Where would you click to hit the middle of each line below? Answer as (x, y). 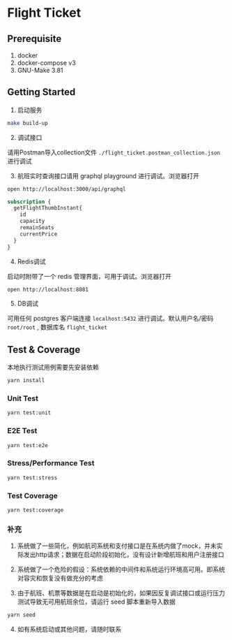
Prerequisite (34, 39)
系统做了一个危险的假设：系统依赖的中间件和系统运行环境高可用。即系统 (121, 569)
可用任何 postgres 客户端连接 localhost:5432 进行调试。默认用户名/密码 (110, 319)
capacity (32, 221)
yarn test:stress (32, 478)
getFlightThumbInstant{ (48, 208)
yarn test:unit (29, 413)
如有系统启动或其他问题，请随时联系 (69, 629)
